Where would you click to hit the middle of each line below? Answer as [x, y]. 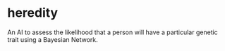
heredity [33, 13]
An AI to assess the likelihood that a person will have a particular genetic [113, 32]
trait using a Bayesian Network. [53, 39]
